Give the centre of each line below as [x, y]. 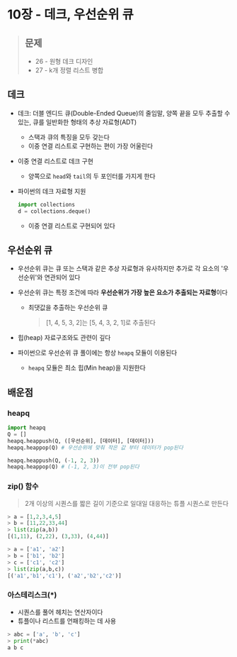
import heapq [27, 428]
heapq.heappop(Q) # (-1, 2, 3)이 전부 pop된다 [74, 467]
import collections [46, 204]
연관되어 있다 [62, 277]
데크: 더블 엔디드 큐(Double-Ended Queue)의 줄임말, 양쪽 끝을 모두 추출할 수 [124, 113]
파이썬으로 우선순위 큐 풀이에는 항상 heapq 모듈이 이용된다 [97, 353]
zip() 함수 [23, 487]
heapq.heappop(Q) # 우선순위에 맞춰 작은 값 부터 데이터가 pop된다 [96, 448]
